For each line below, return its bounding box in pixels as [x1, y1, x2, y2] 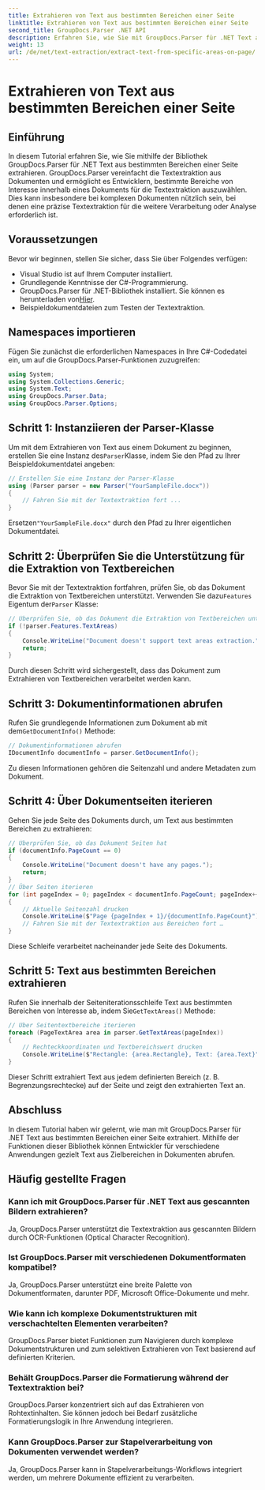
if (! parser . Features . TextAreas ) [8, 621, 118, 630]
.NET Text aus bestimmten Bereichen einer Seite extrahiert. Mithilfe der [8, 1132, 239, 1142]
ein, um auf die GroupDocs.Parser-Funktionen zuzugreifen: [8, 355, 200, 364]
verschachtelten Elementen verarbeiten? [8, 1318, 169, 1329]
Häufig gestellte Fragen [8, 1173, 126, 1186]
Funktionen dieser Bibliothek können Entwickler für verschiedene [8, 1141, 220, 1150]
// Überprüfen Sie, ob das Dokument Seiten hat [8, 839, 168, 847]
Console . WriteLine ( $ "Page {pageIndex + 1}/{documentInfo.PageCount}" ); [22, 913, 263, 921]
